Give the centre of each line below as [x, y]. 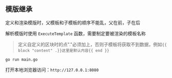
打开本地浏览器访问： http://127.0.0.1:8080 [52, 70]
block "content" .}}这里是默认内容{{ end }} [63, 50]
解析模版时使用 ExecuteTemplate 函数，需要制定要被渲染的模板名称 [76, 33]
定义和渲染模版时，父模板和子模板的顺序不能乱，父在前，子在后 [73, 23]
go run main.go [22, 60]
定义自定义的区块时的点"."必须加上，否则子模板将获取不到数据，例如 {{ [92, 44]
